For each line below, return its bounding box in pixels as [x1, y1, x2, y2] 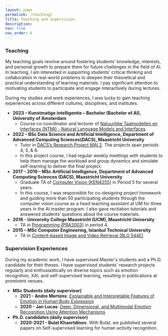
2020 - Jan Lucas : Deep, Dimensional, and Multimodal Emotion [20, 303, 151, 309]
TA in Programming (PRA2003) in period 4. [20, 222, 109, 228]
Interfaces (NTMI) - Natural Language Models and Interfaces [20, 126, 146, 132]
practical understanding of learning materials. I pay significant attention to [5, 80, 158, 86]
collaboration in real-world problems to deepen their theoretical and [5, 75, 145, 81]
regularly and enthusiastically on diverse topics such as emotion [5, 267, 138, 273]
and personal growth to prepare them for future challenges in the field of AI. [5, 64, 162, 70]
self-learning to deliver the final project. [20, 163, 102, 170]
